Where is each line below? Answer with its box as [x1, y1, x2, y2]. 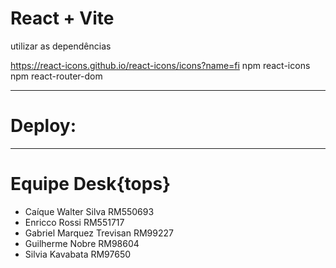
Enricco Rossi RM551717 [24, 216, 125, 228]
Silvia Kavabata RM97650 [24, 248, 132, 260]
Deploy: [10, 115, 77, 137]
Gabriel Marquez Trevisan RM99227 [24, 227, 174, 239]
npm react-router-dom [10, 70, 103, 82]
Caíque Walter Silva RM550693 [24, 205, 155, 217]
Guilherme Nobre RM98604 [24, 237, 140, 249]
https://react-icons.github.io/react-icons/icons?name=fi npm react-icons [10, 59, 311, 71]
